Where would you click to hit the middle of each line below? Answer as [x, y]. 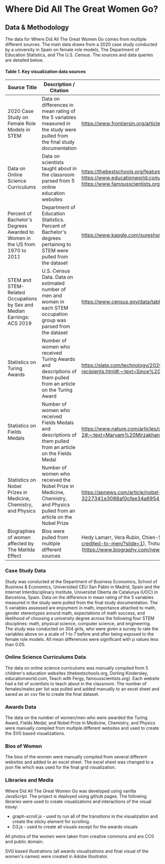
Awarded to [21, 232]
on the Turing [57, 390]
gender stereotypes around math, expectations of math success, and [75, 613]
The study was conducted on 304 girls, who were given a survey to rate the [82, 629]
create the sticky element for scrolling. [51, 821]
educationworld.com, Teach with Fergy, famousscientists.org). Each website [82, 678]
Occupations [22, 299]
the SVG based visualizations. [35, 733]
